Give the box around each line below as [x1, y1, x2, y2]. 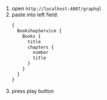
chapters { [27, 44, 54, 50]
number [33, 50, 49, 56]
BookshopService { [17, 27, 62, 34]
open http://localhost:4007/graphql [11, 5, 102, 12]
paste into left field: [11, 11, 58, 18]
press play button [11, 87, 54, 94]
